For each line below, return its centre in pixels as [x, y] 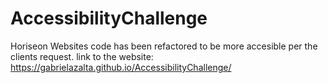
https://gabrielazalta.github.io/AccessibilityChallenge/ [121, 67]
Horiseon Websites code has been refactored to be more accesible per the [164, 46]
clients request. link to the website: [82, 56]
